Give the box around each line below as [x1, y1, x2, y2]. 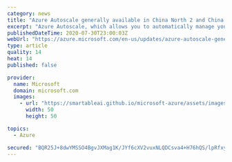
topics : [7, 125, 30, 132]
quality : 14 [7, 49, 41, 56]
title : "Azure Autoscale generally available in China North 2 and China [7, 17, 224, 24]
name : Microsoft [13, 80, 60, 87]
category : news [7, 10, 51, 17]
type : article [7, 42, 48, 49]
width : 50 [25, 107, 54, 114]
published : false [7, 62, 57, 69]
